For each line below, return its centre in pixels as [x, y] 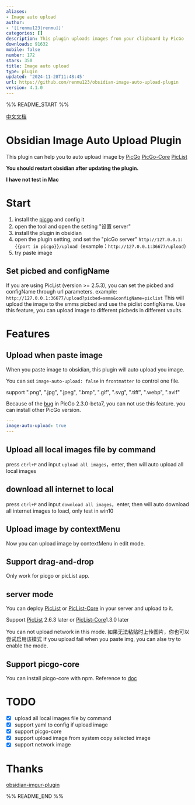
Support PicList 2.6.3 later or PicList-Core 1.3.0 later [68, 620]
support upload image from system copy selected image [82, 738]
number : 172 [20, 55]
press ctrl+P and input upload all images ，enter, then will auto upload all [95, 464]
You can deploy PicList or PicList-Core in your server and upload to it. [90, 608]
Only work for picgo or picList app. [48, 576]
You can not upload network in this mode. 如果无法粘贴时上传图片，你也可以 [98, 632]
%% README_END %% [35, 796]
